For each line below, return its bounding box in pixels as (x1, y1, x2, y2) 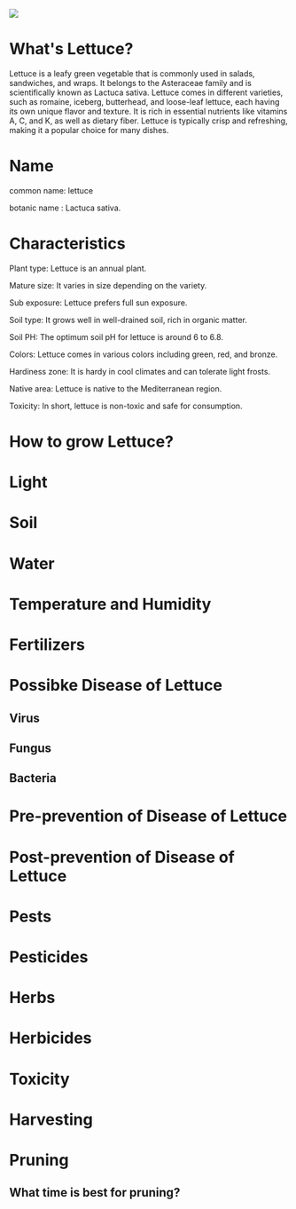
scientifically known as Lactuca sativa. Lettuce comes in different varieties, (9, 87, 284, 98)
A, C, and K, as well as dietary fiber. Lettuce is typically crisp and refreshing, (9, 115, 288, 126)
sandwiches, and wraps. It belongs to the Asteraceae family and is (9, 77, 253, 88)
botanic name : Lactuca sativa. (9, 202, 121, 213)
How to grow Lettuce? (9, 431, 175, 452)
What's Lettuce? (9, 39, 134, 59)
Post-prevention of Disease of (9, 847, 235, 867)
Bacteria (9, 770, 57, 786)
